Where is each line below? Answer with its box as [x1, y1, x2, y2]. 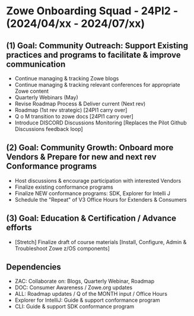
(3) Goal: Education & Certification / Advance [6, 213, 177, 224]
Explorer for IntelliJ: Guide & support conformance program [14, 296, 160, 304]
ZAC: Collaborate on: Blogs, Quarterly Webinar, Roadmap [14, 278, 155, 285]
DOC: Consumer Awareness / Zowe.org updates [14, 284, 132, 291]
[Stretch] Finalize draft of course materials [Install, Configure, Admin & [14, 238, 187, 245]
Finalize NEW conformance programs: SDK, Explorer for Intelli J [14, 189, 171, 197]
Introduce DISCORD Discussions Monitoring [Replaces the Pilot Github [14, 119, 187, 126]
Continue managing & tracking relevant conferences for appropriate [14, 82, 181, 88]
